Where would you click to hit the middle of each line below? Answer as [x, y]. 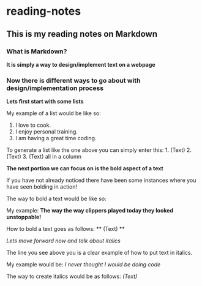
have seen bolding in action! [42, 187]
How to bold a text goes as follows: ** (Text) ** [66, 229]
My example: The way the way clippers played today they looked [90, 211]
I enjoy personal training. [47, 132]
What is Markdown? [37, 51]
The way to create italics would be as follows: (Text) [72, 276]
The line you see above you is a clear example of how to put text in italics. [99, 253]
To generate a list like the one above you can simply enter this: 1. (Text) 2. [99, 150]
